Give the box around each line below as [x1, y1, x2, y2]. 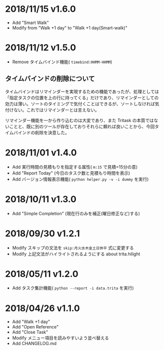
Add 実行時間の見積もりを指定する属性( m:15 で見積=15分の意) [12, 164, 138, 170]
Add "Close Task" [12, 329, 48, 335]
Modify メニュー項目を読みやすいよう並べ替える [12, 335, 109, 341]
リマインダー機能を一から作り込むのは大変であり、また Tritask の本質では [5, 117, 154, 123]
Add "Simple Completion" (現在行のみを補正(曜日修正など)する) [12, 210, 141, 216]
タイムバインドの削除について [5, 75, 95, 83]
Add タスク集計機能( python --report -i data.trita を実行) [12, 285, 134, 291]
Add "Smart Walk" [12, 20, 49, 25]
